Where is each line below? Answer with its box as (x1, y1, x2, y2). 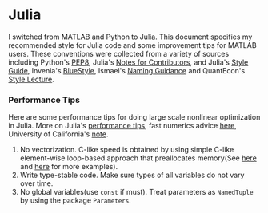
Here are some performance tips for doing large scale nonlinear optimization (8, 112, 261, 122)
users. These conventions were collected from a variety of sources (8, 49, 230, 58)
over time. (19, 179, 54, 188)
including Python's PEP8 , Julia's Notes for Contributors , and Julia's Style (8, 57, 249, 67)
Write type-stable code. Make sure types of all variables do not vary (19, 170, 245, 180)
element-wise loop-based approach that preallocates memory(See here (19, 153, 258, 163)
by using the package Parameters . (19, 195, 132, 205)
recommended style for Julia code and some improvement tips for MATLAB (8, 40, 258, 49)
